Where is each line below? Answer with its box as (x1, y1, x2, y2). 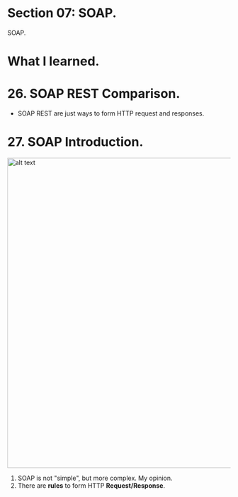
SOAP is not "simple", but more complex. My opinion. (17, 474, 173, 482)
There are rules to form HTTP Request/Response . (17, 481, 165, 490)
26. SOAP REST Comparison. (7, 86, 181, 102)
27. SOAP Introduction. (7, 134, 144, 150)
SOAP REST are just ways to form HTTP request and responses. (17, 109, 205, 118)
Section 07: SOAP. (7, 5, 117, 21)
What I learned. (7, 53, 100, 69)
